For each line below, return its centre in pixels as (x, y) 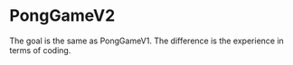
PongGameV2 (62, 16)
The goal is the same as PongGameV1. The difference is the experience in (147, 41)
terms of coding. (40, 50)
